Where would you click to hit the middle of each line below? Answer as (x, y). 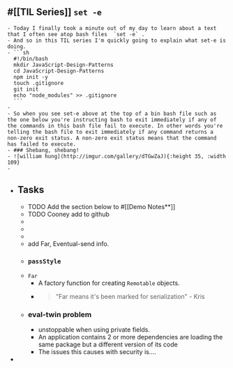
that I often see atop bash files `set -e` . (76, 34)
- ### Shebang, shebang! (43, 150)
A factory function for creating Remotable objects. (109, 283)
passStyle (44, 261)
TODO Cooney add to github (69, 214)
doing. (17, 46)
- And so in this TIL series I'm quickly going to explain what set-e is (117, 40)
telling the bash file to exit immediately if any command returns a (111, 132)
